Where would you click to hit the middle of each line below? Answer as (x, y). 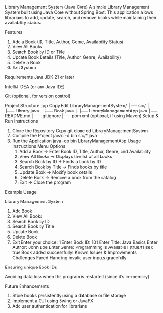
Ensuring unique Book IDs (31, 267)
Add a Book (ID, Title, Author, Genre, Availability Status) (68, 42)
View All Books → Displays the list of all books (66, 156)
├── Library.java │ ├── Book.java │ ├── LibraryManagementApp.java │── (81, 111)
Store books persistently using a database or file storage (69, 296)
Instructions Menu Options (39, 146)
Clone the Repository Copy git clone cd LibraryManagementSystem (80, 131)
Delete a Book (26, 62)
